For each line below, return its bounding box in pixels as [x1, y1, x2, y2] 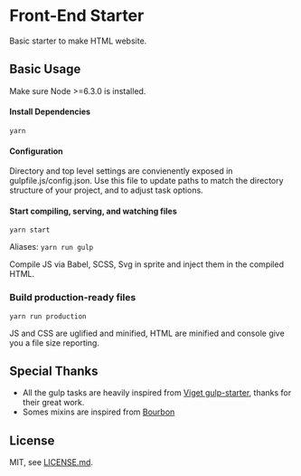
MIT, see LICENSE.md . [9, 457, 93, 468]
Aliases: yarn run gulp [9, 242, 94, 252]
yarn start [9, 225, 51, 235]
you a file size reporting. [9, 337, 99, 348]
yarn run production [9, 311, 88, 321]
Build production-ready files [9, 291, 136, 304]
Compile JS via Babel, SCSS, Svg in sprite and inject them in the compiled [9, 259, 285, 270]
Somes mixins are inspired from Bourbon [22, 406, 175, 417]
